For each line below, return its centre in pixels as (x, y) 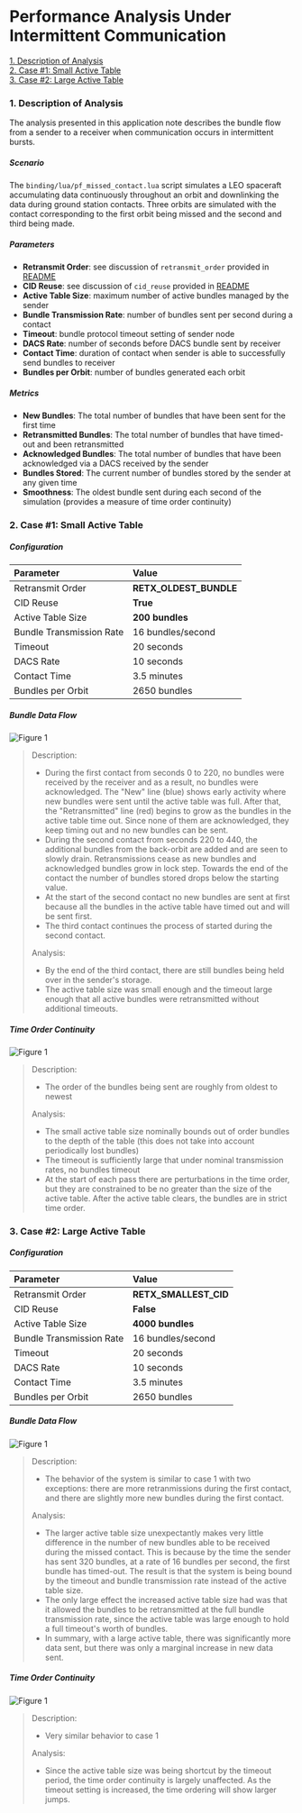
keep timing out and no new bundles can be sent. (137, 830)
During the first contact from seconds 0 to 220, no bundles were (165, 773)
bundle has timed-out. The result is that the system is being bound (169, 1571)
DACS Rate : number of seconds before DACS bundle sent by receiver (151, 343)
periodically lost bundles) (92, 1150)
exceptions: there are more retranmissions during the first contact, (168, 1488)
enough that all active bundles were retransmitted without (152, 999)
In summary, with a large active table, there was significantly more (168, 1638)
